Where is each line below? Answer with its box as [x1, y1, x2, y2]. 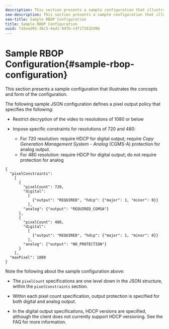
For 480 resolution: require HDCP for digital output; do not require [20, 152, 157, 158]
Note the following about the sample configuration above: [5, 268, 125, 275]
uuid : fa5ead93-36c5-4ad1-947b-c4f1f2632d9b [5, 26, 100, 31]
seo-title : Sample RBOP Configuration [5, 17, 87, 22]
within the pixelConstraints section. [12, 283, 88, 290]
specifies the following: [5, 106, 54, 112]
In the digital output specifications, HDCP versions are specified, [12, 308, 147, 314]
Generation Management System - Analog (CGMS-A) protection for [20, 141, 160, 147]
